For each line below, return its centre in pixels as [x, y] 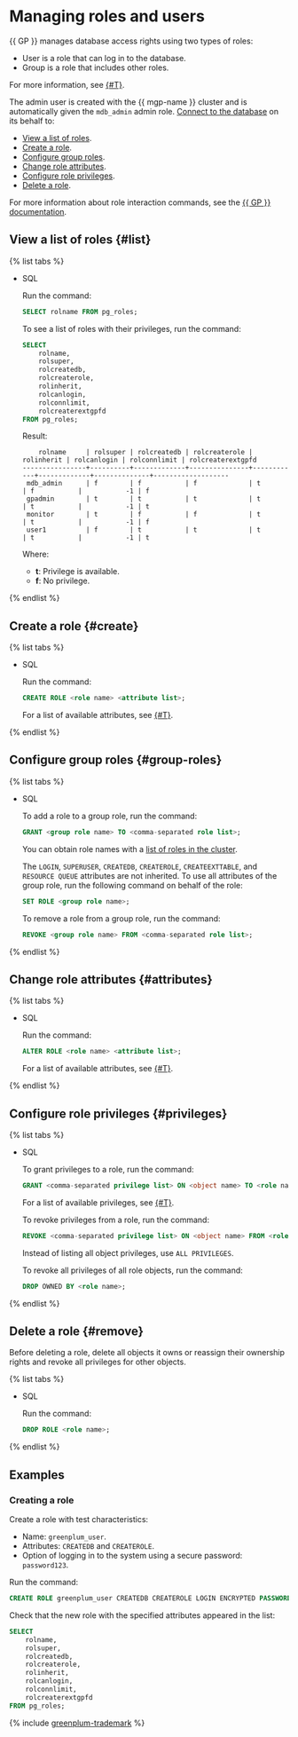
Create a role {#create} [74, 626]
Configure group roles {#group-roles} [116, 760]
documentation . [38, 211]
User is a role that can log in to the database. [104, 58]
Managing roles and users [107, 16]
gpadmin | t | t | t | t [144, 499]
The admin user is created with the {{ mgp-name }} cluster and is [128, 102]
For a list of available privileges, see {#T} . [98, 1202]
